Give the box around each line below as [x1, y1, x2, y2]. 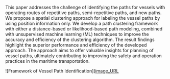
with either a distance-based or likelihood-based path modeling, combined [5, 26, 162, 32]
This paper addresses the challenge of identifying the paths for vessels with [5, 5, 165, 10]
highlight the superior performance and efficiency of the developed [5, 42, 147, 48]
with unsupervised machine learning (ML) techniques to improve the [5, 31, 149, 37]
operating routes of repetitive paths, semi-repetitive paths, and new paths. [5, 10, 162, 16]
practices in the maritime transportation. [5, 58, 90, 64]
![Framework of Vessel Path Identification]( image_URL [5, 68, 119, 74]
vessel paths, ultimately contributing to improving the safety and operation [5, 53, 162, 59]
